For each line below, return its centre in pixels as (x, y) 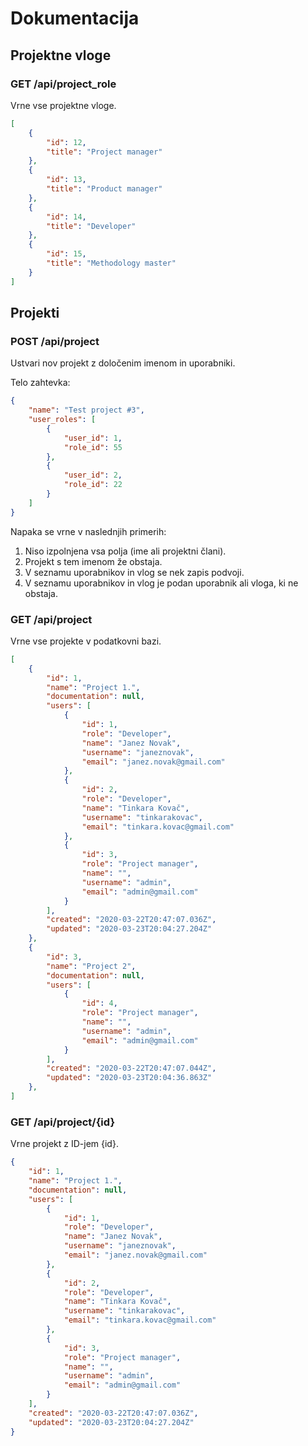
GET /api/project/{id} (63, 1122)
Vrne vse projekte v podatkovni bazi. (86, 641)
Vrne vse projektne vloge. (63, 105)
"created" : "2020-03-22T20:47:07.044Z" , (131, 1068)
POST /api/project (55, 341)
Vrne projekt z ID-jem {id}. (64, 1144)
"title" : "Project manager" (104, 152)
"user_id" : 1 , (93, 438)
